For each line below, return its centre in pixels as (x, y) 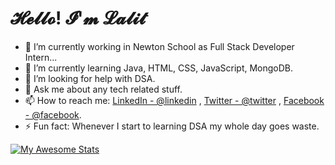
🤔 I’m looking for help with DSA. (90, 78)
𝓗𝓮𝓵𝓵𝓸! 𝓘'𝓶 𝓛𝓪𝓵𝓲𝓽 (78, 18)
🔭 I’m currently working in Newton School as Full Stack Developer (159, 46)
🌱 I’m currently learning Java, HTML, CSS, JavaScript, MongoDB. (159, 68)
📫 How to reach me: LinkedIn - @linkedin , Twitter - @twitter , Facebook (174, 100)
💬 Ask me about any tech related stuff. (103, 89)
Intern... (41, 57)
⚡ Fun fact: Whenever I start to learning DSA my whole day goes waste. (172, 126)
